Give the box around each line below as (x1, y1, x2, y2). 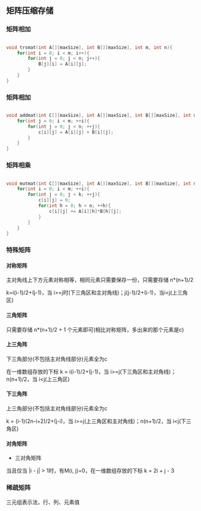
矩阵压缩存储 (6, 5, 54, 16)
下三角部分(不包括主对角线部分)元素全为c (6, 355, 108, 362)
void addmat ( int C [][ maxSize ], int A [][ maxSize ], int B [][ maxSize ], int (6, 113, 191, 119)
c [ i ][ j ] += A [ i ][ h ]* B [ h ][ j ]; (48, 208, 122, 214)
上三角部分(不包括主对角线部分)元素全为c (6, 405, 108, 412)
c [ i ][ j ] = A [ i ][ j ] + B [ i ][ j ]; (38, 129, 114, 135)
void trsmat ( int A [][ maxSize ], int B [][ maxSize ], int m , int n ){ (6, 44, 173, 50)
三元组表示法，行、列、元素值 (6, 498, 80, 506)
